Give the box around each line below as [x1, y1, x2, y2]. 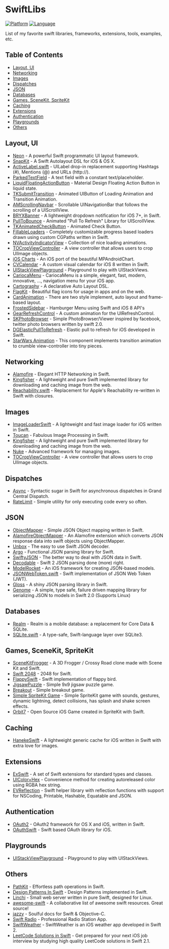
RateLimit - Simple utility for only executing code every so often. [12, 499, 148, 504]
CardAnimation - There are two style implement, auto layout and [12, 294, 148, 300]
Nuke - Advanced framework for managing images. [12, 449, 121, 455]
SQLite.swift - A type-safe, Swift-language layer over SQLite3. [12, 631, 144, 637]
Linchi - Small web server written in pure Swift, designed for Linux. [12, 894, 153, 900]
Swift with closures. [12, 393, 54, 399]
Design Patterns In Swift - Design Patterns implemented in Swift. [12, 889, 148, 895]
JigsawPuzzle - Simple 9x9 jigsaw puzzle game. [12, 681, 115, 688]
